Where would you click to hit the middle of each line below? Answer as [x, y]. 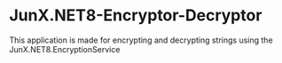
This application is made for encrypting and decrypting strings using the [141, 40]
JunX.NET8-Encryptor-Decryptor [136, 16]
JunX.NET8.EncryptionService [65, 49]
